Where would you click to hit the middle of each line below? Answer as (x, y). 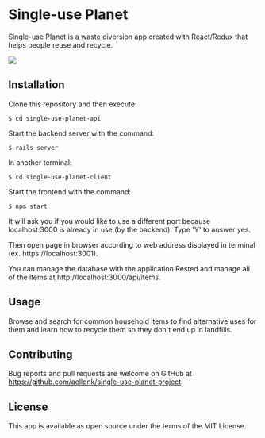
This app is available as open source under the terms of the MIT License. (127, 426)
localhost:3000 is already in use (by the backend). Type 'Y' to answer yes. (130, 229)
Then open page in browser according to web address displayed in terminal (132, 244)
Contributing (40, 354)
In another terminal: (40, 162)
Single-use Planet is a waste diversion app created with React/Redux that (128, 36)
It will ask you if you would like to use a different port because (109, 221)
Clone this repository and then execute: (73, 104)
